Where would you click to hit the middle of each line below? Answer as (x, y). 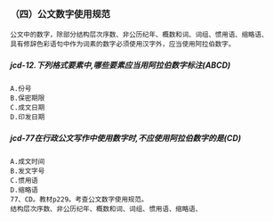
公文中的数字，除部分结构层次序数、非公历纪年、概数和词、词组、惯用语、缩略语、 (139, 35)
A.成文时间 (28, 162)
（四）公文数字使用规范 (60, 13)
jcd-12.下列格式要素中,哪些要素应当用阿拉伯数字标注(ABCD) (120, 65)
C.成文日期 (28, 108)
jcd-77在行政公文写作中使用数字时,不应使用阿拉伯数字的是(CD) (126, 138)
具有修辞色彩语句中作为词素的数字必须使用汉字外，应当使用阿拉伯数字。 (123, 45)
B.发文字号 (28, 171)
